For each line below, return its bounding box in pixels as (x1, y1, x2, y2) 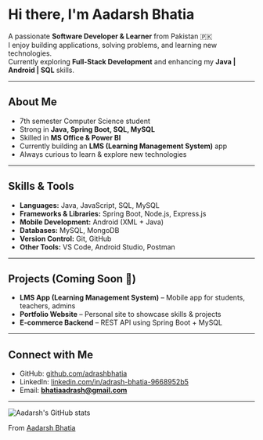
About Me (8, 96, 57, 109)
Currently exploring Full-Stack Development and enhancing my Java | (8, 56, 236, 66)
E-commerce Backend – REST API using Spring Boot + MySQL (19, 318, 223, 327)
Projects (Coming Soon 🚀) (8, 272, 137, 285)
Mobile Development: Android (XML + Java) (19, 217, 164, 227)
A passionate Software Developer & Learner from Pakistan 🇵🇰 (8, 31, 213, 41)
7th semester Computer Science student (19, 116, 150, 125)
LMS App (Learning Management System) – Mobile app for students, (19, 293, 245, 303)
